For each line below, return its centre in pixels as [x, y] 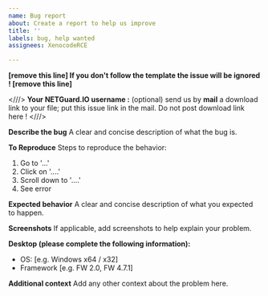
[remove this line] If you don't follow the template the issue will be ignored [134, 75]
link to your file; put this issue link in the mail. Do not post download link [126, 108]
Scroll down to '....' [51, 180]
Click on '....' [40, 172]
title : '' [25, 30]
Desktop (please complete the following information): [99, 244]
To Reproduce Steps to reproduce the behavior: [87, 148]
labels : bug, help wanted [51, 38]
